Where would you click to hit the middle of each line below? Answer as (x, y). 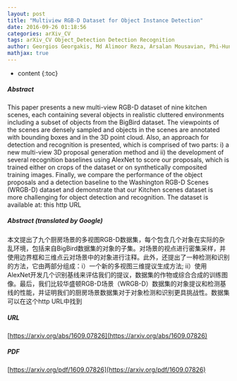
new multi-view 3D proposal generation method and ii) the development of (116, 152)
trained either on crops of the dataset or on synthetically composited (107, 167)
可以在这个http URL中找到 (45, 301)
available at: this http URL (44, 205)
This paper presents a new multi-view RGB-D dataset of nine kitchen (107, 107)
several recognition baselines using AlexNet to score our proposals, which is (118, 159)
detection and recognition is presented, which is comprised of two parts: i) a (118, 145)
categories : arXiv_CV (39, 34)
